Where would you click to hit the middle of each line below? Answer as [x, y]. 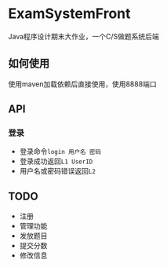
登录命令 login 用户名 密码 [60, 152]
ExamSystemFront [69, 14]
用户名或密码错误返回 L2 [58, 171]
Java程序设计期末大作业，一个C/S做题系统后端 [83, 36]
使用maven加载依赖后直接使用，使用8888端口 [82, 84]
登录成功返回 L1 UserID [56, 161]
